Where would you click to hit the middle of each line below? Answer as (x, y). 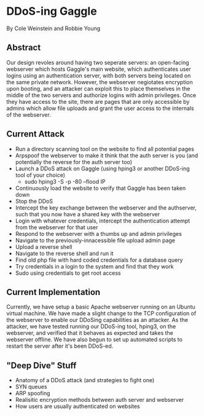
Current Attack (35, 134)
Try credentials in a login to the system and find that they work (94, 266)
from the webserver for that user (57, 227)
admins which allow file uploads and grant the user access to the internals (100, 108)
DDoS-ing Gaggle (52, 11)
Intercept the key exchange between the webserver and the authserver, (106, 208)
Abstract (24, 48)
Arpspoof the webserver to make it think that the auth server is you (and (107, 155)
